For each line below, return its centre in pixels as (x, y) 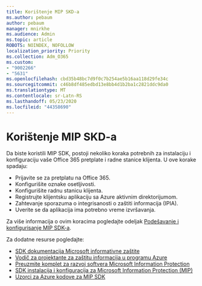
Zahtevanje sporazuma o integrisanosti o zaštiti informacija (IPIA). (96, 204)
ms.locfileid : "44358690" (39, 107)
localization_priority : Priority (48, 51)
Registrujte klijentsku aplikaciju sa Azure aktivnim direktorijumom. (96, 197)
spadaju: (17, 166)
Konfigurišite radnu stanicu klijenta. (59, 191)
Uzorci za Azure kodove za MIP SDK (60, 277)
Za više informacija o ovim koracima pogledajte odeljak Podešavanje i (93, 222)
